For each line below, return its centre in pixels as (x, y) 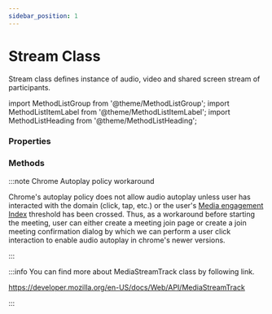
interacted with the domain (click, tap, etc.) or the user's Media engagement (136, 205)
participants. (30, 87)
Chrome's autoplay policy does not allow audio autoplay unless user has (129, 197)
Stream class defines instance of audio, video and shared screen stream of (134, 79)
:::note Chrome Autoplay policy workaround (81, 181)
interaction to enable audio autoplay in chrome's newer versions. (117, 240)
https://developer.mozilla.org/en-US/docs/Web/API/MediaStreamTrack (127, 287)
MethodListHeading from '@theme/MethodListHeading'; (103, 120)
